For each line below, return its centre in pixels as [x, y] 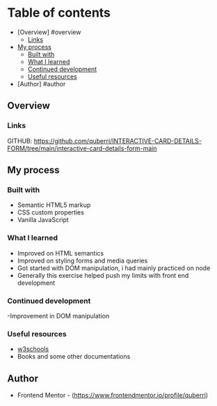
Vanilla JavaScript [43, 220]
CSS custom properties [51, 212]
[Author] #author [41, 84]
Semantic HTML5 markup [54, 205]
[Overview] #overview [49, 32]
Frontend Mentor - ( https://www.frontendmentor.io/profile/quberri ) [113, 396]
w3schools [33, 349]
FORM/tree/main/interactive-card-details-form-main [82, 148]
